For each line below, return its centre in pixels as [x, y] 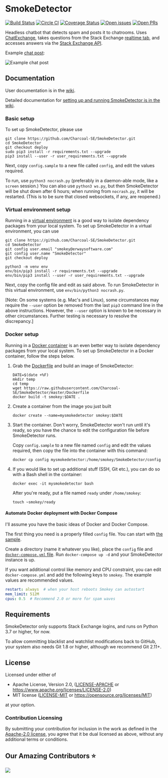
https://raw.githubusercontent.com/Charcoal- [72, 388]
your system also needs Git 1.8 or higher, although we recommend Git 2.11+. [83, 647]
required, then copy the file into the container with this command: [80, 451]
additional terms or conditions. [37, 739]
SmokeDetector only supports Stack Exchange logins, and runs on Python [81, 626]
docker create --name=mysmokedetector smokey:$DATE [67, 415]
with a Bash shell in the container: [47, 474]
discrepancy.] [19, 321]
